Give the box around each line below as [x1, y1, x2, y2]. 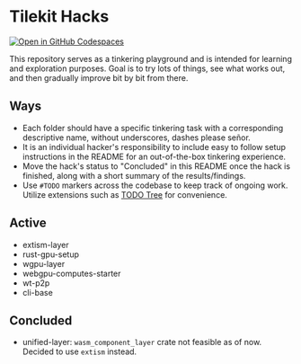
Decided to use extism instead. [22, 346, 137, 357]
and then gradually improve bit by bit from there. [9, 72, 189, 83]
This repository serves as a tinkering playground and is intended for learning [9, 53, 292, 64]
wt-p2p [22, 277, 50, 289]
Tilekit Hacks [9, 6, 110, 27]
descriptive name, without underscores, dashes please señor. [22, 132, 252, 143]
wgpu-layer [22, 258, 66, 269]
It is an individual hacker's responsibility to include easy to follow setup [22, 141, 286, 152]
